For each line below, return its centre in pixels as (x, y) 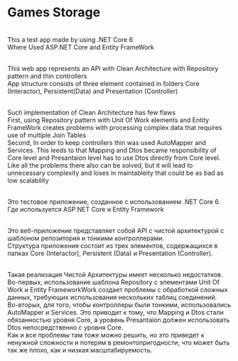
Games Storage (54, 12)
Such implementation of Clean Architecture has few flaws (92, 112)
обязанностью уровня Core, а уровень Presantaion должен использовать (119, 320)
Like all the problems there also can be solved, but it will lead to (100, 165)
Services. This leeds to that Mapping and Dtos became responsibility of (112, 150)
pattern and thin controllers (47, 76)
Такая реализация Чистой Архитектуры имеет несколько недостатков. (115, 274)
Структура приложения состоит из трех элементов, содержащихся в (113, 245)
